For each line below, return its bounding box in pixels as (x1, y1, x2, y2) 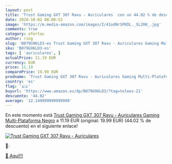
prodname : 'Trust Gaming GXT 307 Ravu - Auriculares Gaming (5, 74, 137, 79)
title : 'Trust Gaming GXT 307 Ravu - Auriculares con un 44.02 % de (5, 12, 157, 17)
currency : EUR (5, 60, 36, 65)
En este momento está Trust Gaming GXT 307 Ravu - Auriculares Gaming (5, 112, 160, 118)
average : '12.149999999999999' (5, 98, 72, 103)
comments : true (5, 27, 38, 32)
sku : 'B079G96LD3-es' (5, 46, 52, 51)
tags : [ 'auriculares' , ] (5, 50, 60, 55)
